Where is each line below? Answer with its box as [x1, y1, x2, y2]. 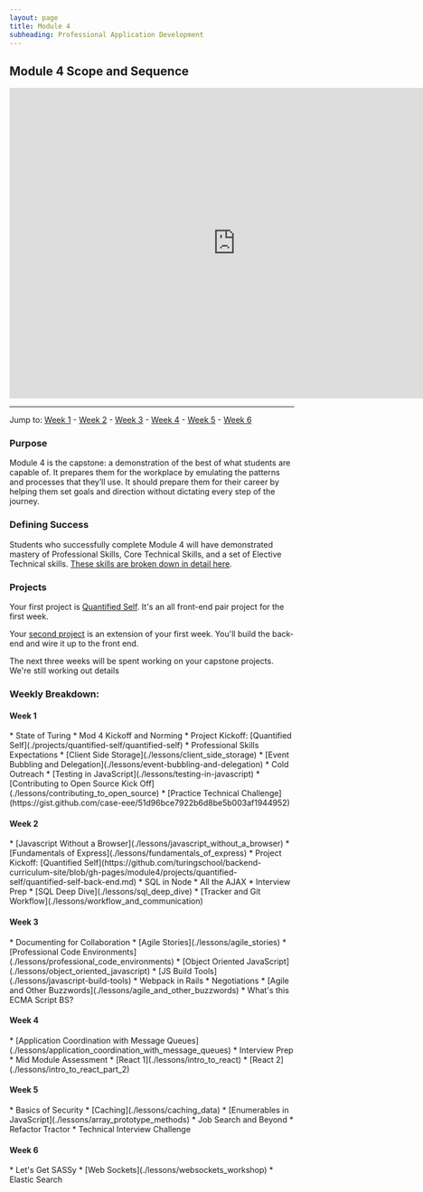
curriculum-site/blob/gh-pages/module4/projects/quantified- [9, 867, 238, 878]
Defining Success [9, 519, 89, 531]
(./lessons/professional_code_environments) [9, 955, 174, 967]
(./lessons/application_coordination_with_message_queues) [9, 1045, 232, 1056]
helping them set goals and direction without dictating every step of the [9, 486, 276, 497]
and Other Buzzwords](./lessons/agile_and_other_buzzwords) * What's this [9, 984, 289, 995]
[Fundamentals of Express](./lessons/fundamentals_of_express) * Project [9, 848, 282, 859]
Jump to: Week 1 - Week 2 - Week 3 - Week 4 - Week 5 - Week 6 [9, 415, 252, 426]
